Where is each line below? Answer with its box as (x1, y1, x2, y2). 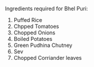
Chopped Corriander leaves (13, 55, 82, 61)
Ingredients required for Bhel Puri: (5, 5, 88, 12)
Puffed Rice (13, 17, 42, 23)
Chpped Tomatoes (13, 23, 59, 30)
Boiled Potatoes (13, 36, 52, 42)
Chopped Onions (13, 29, 55, 36)
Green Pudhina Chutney (13, 42, 73, 49)
